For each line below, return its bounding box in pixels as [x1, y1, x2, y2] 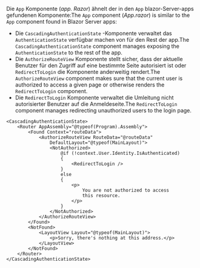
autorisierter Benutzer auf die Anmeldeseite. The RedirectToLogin [15, 100, 178, 108]
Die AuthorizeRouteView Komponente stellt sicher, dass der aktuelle [15, 56, 183, 62]
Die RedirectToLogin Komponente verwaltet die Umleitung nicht [15, 94, 174, 101]
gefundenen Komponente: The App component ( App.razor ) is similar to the [6, 11, 190, 19]
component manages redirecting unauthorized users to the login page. [15, 107, 192, 114]
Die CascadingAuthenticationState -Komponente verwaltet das [15, 30, 172, 37]
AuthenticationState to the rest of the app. [15, 49, 123, 56]
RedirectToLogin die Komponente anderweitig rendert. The [15, 68, 161, 75]
